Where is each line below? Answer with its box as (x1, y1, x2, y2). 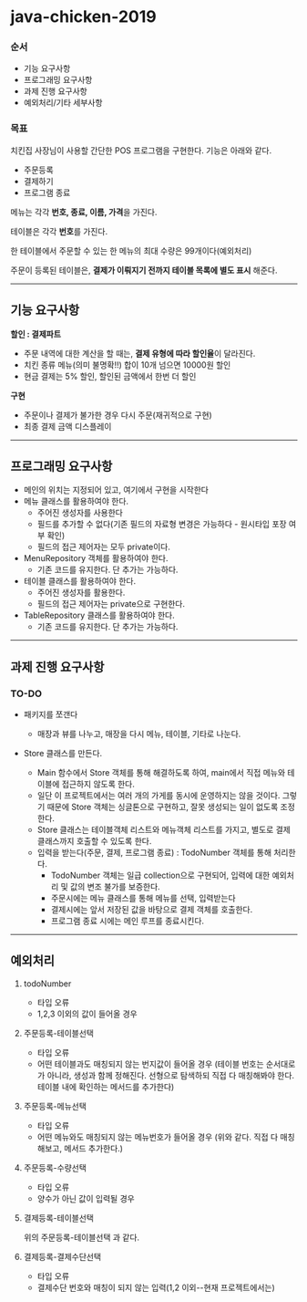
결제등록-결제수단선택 (23, 1251, 102, 1262)
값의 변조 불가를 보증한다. (70, 881, 160, 892)
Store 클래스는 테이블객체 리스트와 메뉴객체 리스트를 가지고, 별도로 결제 (36, 824, 291, 836)
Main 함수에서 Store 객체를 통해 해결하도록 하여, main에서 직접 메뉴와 (36, 767, 286, 778)
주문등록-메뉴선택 (23, 1100, 87, 1111)
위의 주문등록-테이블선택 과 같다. (23, 1232, 140, 1243)
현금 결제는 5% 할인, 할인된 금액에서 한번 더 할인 (23, 370, 197, 381)
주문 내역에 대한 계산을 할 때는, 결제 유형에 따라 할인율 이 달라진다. (23, 348, 256, 359)
